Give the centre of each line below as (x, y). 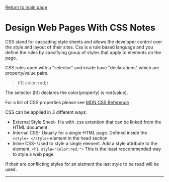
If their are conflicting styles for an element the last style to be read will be (82, 164)
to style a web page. (34, 154)
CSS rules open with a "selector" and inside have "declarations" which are (82, 67)
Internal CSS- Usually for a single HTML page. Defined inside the (80, 132)
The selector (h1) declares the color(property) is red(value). (67, 93)
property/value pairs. (27, 73)
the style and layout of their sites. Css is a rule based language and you (79, 47)
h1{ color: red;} (33, 82)
